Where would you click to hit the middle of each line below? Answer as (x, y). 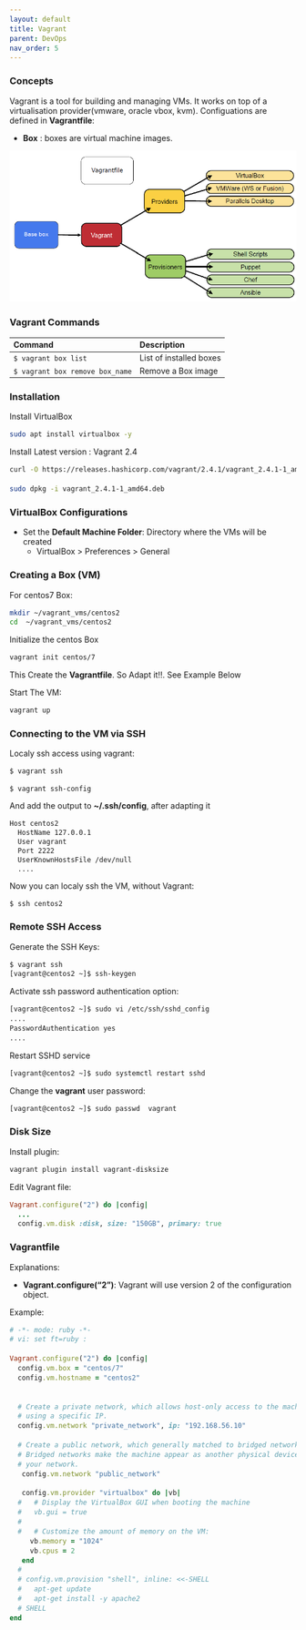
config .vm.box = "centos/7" (71, 1369)
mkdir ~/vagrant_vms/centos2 (65, 613)
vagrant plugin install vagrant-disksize (89, 1169)
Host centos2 (34, 824)
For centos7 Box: (41, 595)
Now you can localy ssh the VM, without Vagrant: (102, 886)
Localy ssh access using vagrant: (72, 754)
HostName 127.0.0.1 (55, 833)
